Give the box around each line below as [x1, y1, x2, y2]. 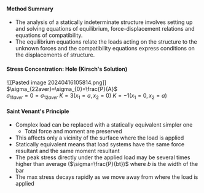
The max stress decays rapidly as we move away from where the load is [15, 173, 198, 181]
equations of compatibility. [15, 31, 83, 39]
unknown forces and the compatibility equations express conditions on [15, 45, 195, 52]
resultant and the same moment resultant [15, 148, 120, 155]
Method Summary [6, 5, 53, 12]
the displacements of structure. [15, 51, 95, 58]
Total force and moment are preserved [24, 128, 122, 135]
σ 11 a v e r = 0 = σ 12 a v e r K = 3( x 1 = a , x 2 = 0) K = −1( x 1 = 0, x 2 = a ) [6, 92, 167, 101]
